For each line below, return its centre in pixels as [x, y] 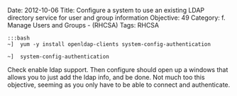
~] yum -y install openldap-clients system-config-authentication [109, 44]
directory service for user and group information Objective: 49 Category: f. [116, 18]
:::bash [19, 38]
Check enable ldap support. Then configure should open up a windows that [118, 70]
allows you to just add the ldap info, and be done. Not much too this [106, 77]
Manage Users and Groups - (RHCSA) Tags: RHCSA [83, 25]
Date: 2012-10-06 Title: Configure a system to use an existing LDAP [106, 10]
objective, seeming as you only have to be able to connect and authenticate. [119, 85]
